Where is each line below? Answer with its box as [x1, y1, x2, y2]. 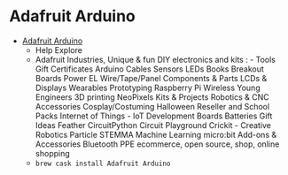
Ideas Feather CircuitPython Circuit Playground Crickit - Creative [35, 119, 272, 130]
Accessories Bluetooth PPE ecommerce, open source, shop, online [35, 139, 280, 149]
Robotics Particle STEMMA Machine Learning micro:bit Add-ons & [35, 129, 277, 140]
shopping [35, 148, 71, 158]
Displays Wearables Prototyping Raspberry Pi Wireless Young [35, 82, 261, 93]
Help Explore [35, 44, 82, 55]
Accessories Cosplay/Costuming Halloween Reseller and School [35, 101, 270, 111]
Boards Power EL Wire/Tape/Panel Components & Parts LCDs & [35, 72, 268, 83]
